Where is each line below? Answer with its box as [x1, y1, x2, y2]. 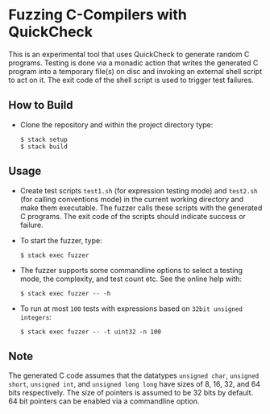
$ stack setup [19, 135, 68, 143]
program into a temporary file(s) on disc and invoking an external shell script [8, 66, 263, 76]
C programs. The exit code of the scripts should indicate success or [19, 211, 246, 221]
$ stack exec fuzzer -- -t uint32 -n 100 [19, 328, 161, 336]
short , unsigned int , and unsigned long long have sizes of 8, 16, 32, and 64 [8, 379, 260, 389]
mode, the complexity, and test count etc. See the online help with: [19, 274, 242, 284]
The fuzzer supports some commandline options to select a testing [19, 265, 243, 275]
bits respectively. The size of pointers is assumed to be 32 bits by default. [8, 388, 254, 398]
